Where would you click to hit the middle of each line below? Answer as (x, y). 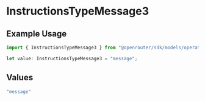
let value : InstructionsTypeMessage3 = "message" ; (72, 58)
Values (20, 78)
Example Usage (37, 34)
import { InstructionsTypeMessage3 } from (61, 47)
